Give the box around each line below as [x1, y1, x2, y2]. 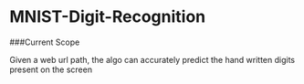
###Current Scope [9, 37, 80, 47]
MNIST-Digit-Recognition [9, 6, 206, 27]
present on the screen [9, 64, 93, 75]
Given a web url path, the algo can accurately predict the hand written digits [9, 54, 295, 65]
